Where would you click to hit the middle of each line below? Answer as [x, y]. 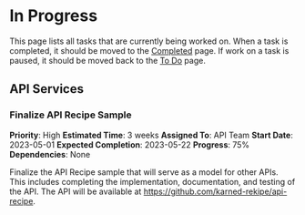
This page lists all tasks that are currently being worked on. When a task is [149, 41]
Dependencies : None [50, 154]
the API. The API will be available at [76, 191]
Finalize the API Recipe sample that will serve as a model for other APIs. [144, 172]
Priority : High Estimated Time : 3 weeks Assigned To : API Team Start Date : [151, 135]
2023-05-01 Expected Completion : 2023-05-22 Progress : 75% [130, 144]
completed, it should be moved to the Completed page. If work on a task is [149, 50]
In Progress [54, 16]
